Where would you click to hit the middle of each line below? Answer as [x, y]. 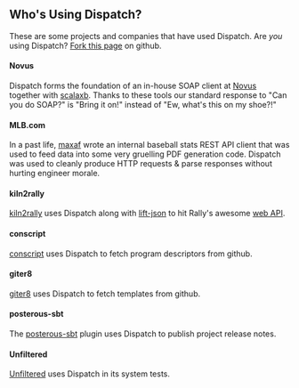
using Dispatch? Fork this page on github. [85, 45]
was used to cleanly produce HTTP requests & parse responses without [141, 164]
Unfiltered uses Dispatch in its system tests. [90, 374]
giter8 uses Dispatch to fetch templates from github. [105, 294]
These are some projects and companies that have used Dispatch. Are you [146, 36]
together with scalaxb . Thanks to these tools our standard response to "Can [148, 95]
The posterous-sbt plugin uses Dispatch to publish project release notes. [143, 334]
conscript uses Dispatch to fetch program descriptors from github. [131, 254]
